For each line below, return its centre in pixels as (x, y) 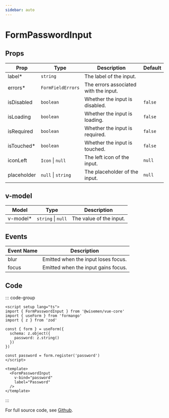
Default (152, 68)
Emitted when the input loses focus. (84, 259)
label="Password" (32, 382)
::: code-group (20, 298)
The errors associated (110, 84)
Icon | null (54, 160)
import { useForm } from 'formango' (44, 316)
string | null (52, 219)
